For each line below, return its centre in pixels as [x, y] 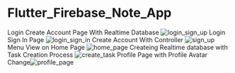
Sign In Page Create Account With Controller [96, 39]
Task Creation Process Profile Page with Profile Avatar [108, 55]
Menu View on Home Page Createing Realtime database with [117, 47]
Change [19, 62]
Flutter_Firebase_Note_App [90, 13]
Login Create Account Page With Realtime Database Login [116, 32]
